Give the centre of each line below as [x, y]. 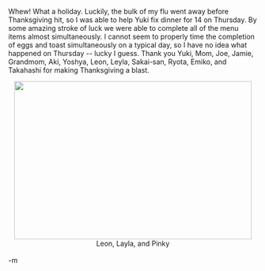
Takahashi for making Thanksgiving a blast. [79, 70]
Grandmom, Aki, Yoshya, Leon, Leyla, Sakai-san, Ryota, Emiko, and [117, 62]
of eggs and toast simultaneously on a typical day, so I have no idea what [128, 45]
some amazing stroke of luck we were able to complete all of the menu [123, 28]
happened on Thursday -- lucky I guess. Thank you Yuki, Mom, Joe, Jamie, [131, 53]
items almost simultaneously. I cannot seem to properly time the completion [132, 36]
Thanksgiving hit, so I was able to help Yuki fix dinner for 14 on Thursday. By [132, 20]
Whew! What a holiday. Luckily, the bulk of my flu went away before [119, 11]
